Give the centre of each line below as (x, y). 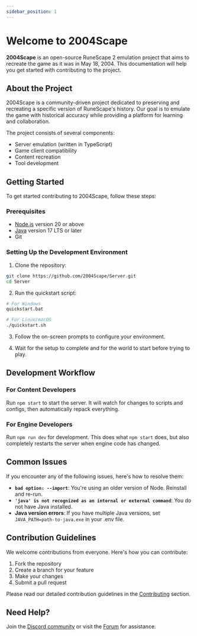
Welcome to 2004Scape (67, 41)
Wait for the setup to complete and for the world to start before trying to (102, 348)
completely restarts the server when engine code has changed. (83, 444)
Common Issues (37, 462)
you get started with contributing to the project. (64, 70)
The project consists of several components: (61, 133)
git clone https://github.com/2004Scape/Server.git (71, 276)
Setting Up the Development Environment (67, 252)
